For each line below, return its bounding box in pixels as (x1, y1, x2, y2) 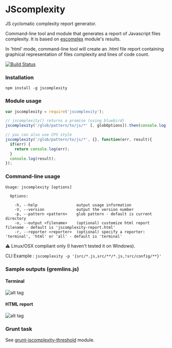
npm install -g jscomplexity (5, 85, 68, 91)
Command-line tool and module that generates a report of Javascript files (5, 30, 161, 36)
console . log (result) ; (10, 156, 56, 161)
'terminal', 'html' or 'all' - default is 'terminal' (5, 234, 123, 239)
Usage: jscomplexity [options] (5, 184, 72, 190)
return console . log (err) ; (14, 146, 70, 151)
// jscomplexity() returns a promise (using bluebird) (5, 118, 125, 123)
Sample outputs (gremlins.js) (5, 265, 79, 272)
